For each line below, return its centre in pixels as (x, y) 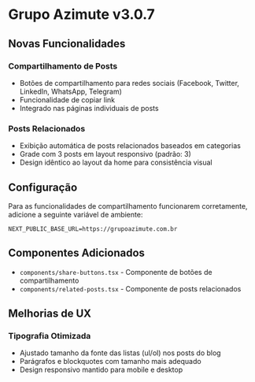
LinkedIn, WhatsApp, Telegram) (70, 91)
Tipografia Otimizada (50, 336)
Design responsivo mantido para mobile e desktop (101, 370)
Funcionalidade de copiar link (67, 99)
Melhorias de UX (50, 314)
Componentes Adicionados (77, 253)
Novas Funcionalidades (67, 44)
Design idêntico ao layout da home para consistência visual (116, 162)
